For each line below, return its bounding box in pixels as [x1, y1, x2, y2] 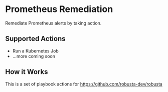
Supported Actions [5, 34, 66, 43]
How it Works [5, 67, 48, 76]
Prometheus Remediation [5, 3, 113, 15]
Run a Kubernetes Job [12, 47, 59, 53]
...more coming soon [12, 53, 55, 59]
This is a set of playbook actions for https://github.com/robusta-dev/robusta [5, 81, 163, 87]
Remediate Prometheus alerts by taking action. [5, 20, 102, 26]
